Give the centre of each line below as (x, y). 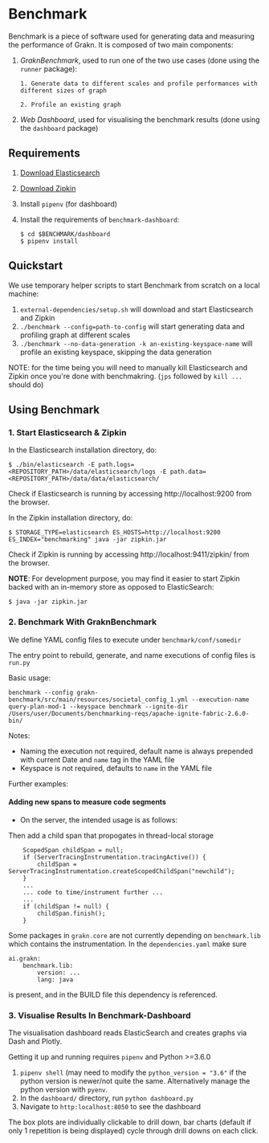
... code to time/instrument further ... (93, 892)
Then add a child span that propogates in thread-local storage (111, 835)
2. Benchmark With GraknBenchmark (83, 622)
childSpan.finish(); (71, 913)
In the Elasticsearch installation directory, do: (83, 450)
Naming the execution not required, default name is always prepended (136, 751)
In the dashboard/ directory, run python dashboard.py (107, 1098)
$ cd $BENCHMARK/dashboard (65, 234)
